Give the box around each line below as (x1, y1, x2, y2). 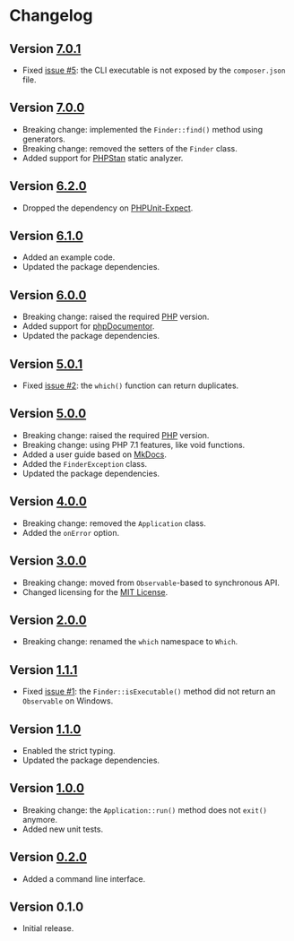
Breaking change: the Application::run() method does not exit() (22, 804, 267, 816)
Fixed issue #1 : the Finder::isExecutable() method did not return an (22, 686, 276, 697)
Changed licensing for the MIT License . (22, 586, 169, 597)
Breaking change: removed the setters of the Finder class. (22, 142, 238, 153)
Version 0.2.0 (9, 850, 88, 865)
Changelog (9, 5, 93, 26)
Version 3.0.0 (9, 553, 87, 569)
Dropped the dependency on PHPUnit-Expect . (22, 203, 194, 213)
